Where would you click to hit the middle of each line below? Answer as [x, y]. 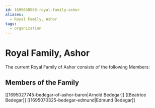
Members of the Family [42, 83]
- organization [26, 28]
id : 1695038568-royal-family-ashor [43, 10]
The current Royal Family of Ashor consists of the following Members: [77, 67]
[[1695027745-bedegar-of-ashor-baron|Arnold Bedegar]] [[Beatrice [76, 94]
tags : [11, 24]
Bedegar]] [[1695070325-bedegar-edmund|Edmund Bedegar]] [70, 100]
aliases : [14, 14]
